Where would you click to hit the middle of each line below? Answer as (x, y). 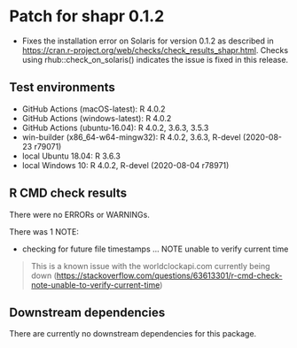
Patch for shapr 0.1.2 (87, 16)
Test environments (62, 87)
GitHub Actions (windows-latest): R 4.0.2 (97, 118)
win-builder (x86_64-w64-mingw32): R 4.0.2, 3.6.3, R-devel (131, 137)
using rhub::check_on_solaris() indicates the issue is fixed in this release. (155, 59)
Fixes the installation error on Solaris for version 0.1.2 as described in (148, 41)
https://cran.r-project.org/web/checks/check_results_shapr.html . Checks (155, 50)
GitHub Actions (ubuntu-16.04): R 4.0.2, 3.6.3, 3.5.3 (115, 128)
